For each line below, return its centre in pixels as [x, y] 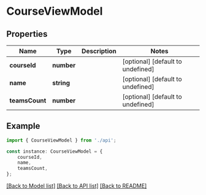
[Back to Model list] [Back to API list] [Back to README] [77, 186]
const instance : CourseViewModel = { [55, 151]
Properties [27, 34]
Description [99, 51]
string [61, 83]
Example [23, 126]
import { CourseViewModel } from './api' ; [61, 140]
